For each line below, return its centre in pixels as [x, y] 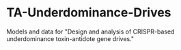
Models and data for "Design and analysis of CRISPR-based [90, 32]
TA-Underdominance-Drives [89, 13]
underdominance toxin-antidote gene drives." [70, 38]
